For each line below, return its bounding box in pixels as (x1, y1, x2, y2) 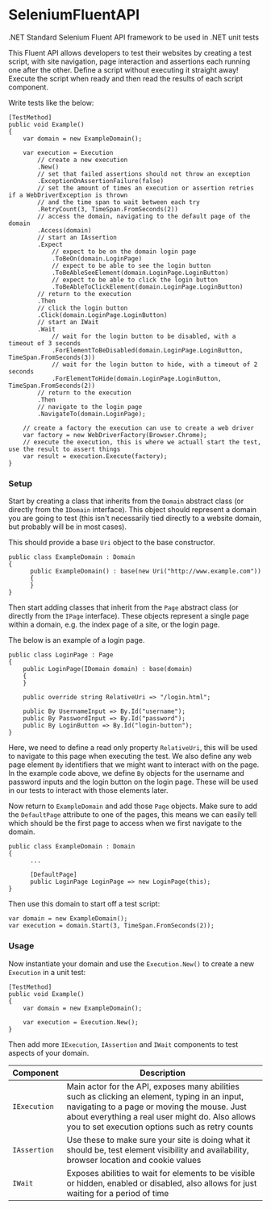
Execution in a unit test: (8, 967, 86, 977)
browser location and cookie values (66, 1154, 202, 1165)
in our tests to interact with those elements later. (8, 786, 169, 795)
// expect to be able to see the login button (51, 261, 211, 269)
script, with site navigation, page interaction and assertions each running (8, 56, 251, 66)
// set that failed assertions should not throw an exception (37, 169, 251, 178)
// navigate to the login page (37, 402, 143, 411)
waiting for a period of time (66, 1187, 169, 1199)
